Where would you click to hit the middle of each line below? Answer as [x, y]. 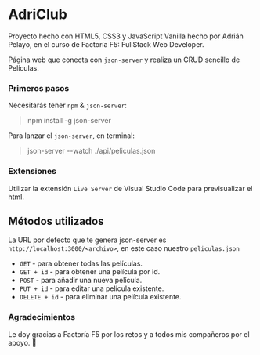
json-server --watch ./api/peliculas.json [91, 151]
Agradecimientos [42, 317]
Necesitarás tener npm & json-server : [68, 105]
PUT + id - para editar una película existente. [92, 288]
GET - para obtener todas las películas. [81, 263]
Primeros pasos [39, 88]
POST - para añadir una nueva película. [81, 281]
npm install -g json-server [69, 121]
